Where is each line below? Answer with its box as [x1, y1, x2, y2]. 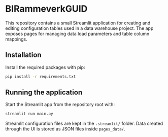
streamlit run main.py [5, 111, 53, 117]
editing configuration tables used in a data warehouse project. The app [5, 25, 154, 31]
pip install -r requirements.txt [5, 74, 76, 79]
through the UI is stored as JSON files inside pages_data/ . [5, 126, 125, 132]
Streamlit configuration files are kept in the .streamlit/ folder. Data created [5, 120, 163, 127]
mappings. [5, 36, 27, 42]
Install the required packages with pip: [5, 64, 85, 70]
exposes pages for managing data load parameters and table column [5, 30, 150, 37]
